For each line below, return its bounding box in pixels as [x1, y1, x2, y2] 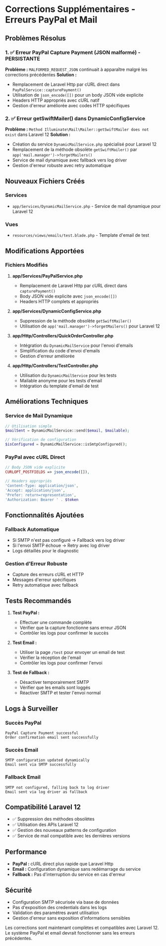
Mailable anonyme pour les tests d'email [19, 377, 103, 383]
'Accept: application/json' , [5, 487, 65, 493]
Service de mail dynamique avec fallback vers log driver [12, 157, 127, 163]
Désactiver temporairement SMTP [19, 679, 89, 685]
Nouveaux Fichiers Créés [5, 177, 85, 185]
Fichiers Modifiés [5, 262, 48, 269]
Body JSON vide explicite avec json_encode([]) [19, 293, 117, 299]
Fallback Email [5, 774, 41, 781]
